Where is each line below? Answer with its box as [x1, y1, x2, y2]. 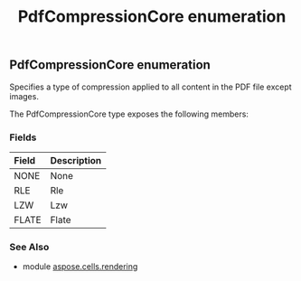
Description [50, 154, 102, 166]
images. [9, 90, 39, 101]
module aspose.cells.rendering [22, 261, 138, 272]
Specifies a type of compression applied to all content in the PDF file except [9, 81, 292, 92]
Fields [9, 131, 37, 144]
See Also [9, 240, 50, 253]
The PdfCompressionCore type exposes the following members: [9, 108, 249, 119]
